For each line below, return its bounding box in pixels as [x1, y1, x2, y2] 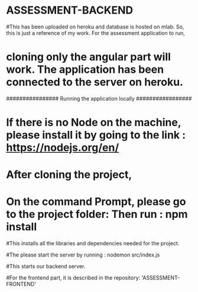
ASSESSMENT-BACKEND [6, 4, 134, 17]
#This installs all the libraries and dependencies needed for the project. [6, 240, 180, 247]
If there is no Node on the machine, [6, 116, 181, 129]
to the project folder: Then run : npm [6, 208, 188, 221]
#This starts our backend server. [6, 263, 86, 270]
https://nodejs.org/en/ [6, 141, 119, 155]
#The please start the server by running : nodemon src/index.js [6, 251, 160, 258]
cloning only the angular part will [6, 50, 171, 64]
